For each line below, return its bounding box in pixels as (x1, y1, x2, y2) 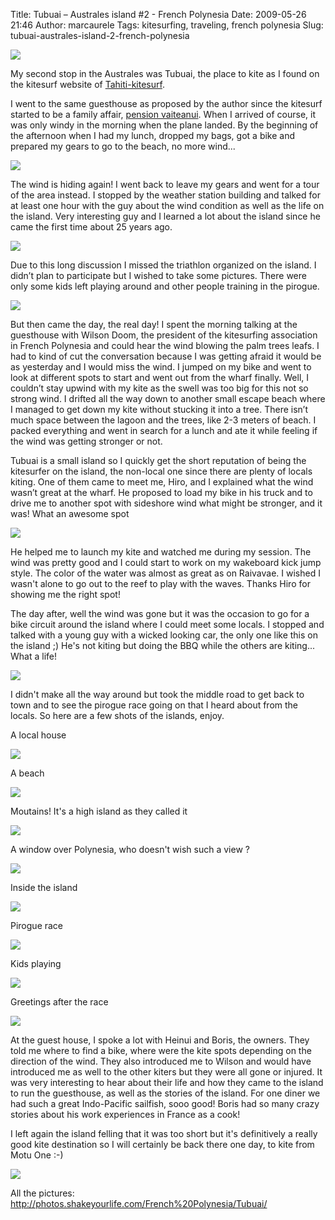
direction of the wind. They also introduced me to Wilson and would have (10, 1055, 312, 1067)
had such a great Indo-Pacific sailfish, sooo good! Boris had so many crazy (10, 1098, 320, 1109)
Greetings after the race (10, 996, 109, 1008)
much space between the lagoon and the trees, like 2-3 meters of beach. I (10, 414, 317, 426)
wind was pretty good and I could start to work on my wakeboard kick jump (10, 557, 322, 568)
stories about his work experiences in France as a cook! (10, 1109, 241, 1120)
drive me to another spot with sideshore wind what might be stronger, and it (10, 497, 323, 509)
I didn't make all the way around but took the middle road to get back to (10, 689, 305, 700)
